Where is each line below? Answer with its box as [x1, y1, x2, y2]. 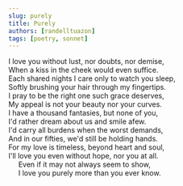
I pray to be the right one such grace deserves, [8, 91, 165, 101]
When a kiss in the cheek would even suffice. [8, 66, 159, 75]
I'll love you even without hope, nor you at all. [8, 151, 159, 161]
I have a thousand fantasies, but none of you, [8, 108, 159, 118]
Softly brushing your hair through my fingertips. [8, 82, 167, 92]
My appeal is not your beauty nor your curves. [8, 99, 163, 109]
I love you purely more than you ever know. [18, 168, 161, 178]
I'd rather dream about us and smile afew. [8, 116, 147, 126]
